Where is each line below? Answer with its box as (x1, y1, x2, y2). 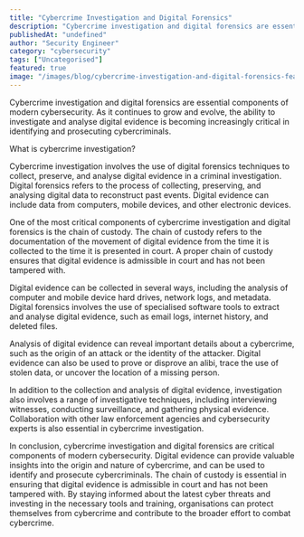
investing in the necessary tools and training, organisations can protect (9, 498, 274, 509)
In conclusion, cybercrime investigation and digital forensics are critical (9, 440, 275, 451)
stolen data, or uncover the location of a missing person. (9, 367, 220, 378)
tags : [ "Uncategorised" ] (9, 55, 103, 64)
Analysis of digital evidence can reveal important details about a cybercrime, (9, 338, 295, 349)
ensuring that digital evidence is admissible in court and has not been (9, 478, 269, 489)
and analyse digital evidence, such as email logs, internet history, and (9, 311, 269, 322)
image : (9, 72, 34, 81)
